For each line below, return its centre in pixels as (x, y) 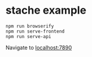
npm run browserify (30, 26)
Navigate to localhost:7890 (39, 47)
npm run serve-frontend (35, 31)
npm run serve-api (28, 36)
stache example (46, 10)
